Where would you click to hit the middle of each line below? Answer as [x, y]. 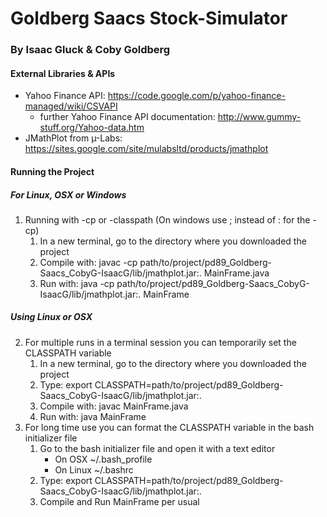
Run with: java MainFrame [93, 416]
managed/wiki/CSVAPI [71, 106]
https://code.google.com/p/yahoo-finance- [196, 96]
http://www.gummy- [259, 117]
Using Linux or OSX [51, 317]
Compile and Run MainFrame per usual [119, 501]
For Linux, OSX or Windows [68, 194]
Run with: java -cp [77, 283]
